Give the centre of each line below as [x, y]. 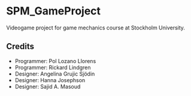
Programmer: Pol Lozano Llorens [55, 61]
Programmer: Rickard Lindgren [53, 67]
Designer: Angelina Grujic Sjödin [55, 74]
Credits [20, 46]
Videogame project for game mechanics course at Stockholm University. [96, 28]
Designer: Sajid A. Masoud [48, 86]
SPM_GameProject [53, 11]
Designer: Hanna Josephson [50, 80]
